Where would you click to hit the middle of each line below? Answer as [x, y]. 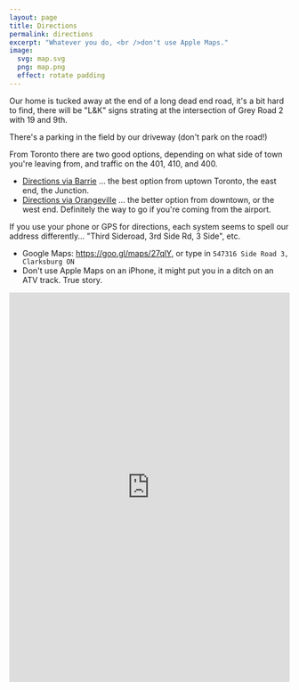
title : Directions [43, 26]
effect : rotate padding [61, 76]
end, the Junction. [55, 190]
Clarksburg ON [48, 262]
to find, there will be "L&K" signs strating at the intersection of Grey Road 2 [146, 110]
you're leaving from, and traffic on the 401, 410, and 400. [113, 163]
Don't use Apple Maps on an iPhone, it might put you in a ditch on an [148, 270]
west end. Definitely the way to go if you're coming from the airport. [146, 209]
